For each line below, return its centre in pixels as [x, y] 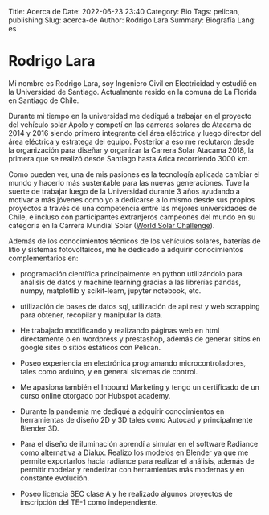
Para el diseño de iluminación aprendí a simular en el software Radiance [139, 443]
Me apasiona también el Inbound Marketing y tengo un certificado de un [139, 387]
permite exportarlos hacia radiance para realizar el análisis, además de [137, 460]
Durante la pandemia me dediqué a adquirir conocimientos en [122, 411]
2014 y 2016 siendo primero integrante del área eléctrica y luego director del [135, 133]
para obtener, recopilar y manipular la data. [91, 315]
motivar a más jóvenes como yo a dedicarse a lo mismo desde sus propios [132, 199]
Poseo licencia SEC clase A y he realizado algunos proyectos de [126, 493]
